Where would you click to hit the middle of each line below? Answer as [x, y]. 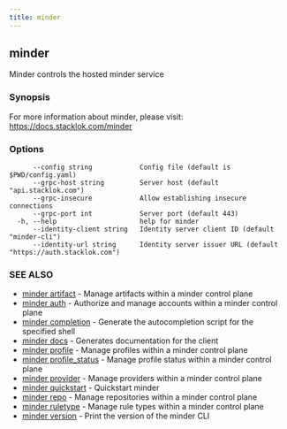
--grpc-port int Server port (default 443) [136, 214]
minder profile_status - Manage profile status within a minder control [147, 360]
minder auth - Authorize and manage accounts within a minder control [150, 303]
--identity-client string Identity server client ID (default [153, 230]
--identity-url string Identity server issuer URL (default [155, 245]
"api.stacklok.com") [47, 191]
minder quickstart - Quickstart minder [91, 388]
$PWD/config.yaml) [43, 175]
